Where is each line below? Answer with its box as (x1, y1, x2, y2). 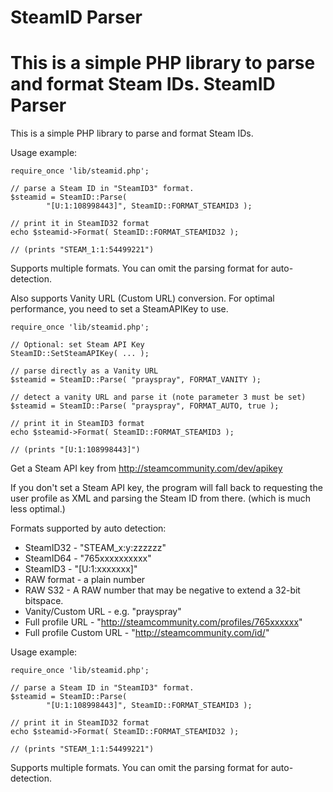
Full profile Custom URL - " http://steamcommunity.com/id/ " (24, 627, 270, 639)
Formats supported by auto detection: (10, 522, 167, 535)
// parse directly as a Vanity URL (10, 366, 159, 376)
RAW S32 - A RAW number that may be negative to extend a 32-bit (24, 584, 301, 596)
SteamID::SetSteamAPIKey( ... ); (10, 349, 150, 359)
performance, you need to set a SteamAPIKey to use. (10, 303, 229, 315)
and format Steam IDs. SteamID (10, 73, 276, 96)
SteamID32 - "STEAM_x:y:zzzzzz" (24, 542, 167, 554)
